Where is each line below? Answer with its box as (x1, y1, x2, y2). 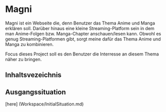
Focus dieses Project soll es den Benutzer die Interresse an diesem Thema (5, 51, 159, 57)
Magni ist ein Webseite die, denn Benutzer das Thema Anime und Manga (5, 20, 155, 26)
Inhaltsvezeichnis (5, 71, 61, 79)
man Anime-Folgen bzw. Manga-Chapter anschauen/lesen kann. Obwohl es (5, 30, 161, 36)
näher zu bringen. (5, 56, 42, 62)
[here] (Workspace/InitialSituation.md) (5, 101, 84, 107)
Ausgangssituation (5, 87, 66, 96)
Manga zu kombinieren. (5, 41, 54, 47)
